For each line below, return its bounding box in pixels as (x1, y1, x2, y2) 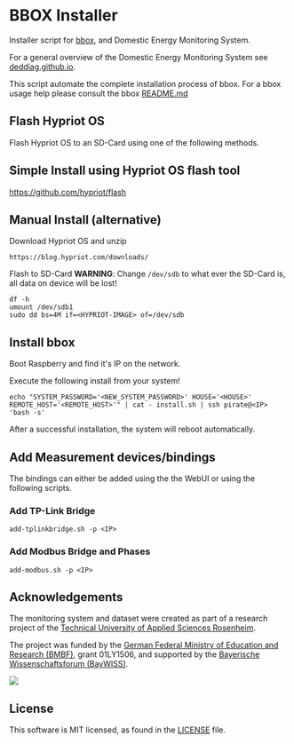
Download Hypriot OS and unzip (9, 236, 127, 247)
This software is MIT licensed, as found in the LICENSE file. (9, 724, 226, 735)
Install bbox (9, 335, 75, 350)
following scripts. (9, 483, 73, 493)
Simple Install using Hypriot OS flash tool (9, 163, 241, 178)
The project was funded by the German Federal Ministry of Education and (9, 640, 279, 651)
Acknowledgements (9, 590, 123, 605)
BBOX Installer (9, 5, 118, 26)
